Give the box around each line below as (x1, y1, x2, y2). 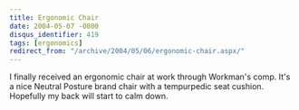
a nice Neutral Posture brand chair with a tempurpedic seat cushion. (9, 81, 265, 92)
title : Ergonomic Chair (9, 13, 100, 23)
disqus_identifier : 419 (9, 30, 100, 39)
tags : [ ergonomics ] (9, 38, 83, 48)
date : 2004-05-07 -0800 (9, 22, 100, 31)
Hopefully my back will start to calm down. (9, 91, 169, 102)
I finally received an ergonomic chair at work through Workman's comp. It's (9, 71, 291, 82)
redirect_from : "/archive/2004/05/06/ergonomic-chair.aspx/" (9, 47, 246, 56)
